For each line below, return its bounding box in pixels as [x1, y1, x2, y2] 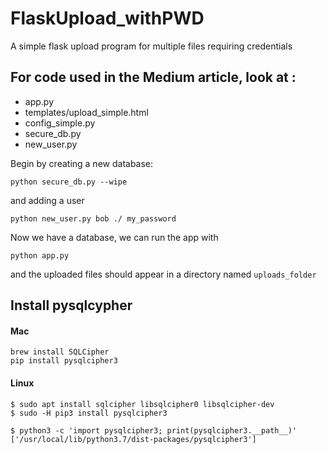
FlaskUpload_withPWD [10, 7, 205, 30]
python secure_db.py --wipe [10, 177, 128, 187]
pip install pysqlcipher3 [10, 356, 118, 366]
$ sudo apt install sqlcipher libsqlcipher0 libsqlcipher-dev [10, 399, 275, 409]
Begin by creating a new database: [10, 157, 154, 169]
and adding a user [10, 194, 85, 206]
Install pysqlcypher [10, 297, 133, 314]
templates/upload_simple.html [24, 106, 149, 118]
